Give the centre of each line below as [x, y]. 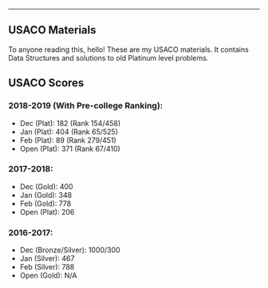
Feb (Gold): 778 [45, 203]
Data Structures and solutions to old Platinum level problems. [108, 57]
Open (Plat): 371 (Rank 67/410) [70, 148]
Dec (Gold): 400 [46, 186]
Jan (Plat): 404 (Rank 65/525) [69, 132]
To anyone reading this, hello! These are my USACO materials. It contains [128, 49]
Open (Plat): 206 [47, 211]
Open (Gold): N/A [48, 275]
